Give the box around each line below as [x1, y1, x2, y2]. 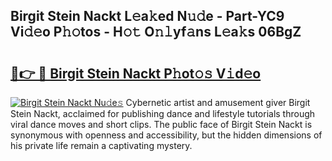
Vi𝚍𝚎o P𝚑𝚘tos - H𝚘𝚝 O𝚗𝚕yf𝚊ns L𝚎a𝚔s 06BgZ [10, 24, 302, 41]
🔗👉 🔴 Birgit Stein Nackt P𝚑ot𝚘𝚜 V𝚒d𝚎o [10, 65, 262, 82]
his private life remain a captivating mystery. [10, 140, 193, 151]
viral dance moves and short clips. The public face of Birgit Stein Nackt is [10, 119, 313, 130]
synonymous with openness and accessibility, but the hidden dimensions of [10, 129, 323, 141]
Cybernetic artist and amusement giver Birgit [125, 97, 311, 108]
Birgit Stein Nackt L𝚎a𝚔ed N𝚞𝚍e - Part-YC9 [10, 8, 285, 25]
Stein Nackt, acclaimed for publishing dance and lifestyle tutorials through [10, 108, 316, 119]
